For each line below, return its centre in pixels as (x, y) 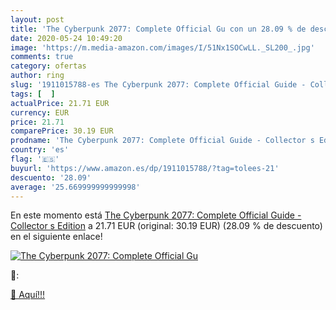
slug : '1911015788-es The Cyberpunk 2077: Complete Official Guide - (158, 85)
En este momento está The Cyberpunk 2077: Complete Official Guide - (156, 215)
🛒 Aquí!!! (28, 295)
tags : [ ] (33, 94)
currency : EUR (40, 112)
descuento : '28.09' (51, 177)
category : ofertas (48, 66)
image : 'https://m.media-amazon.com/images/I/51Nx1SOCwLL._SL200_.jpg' (162, 47)
